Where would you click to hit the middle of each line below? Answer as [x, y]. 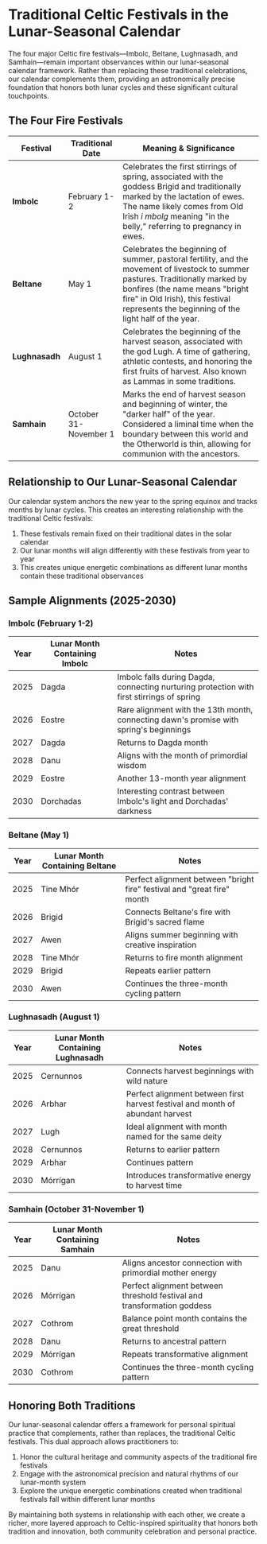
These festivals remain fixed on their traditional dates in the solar [126, 533]
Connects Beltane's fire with [178, 912]
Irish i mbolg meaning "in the [176, 216]
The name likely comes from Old [183, 206]
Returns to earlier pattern [173, 1149]
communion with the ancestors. [182, 453]
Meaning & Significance [189, 148]
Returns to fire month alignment [184, 957]
